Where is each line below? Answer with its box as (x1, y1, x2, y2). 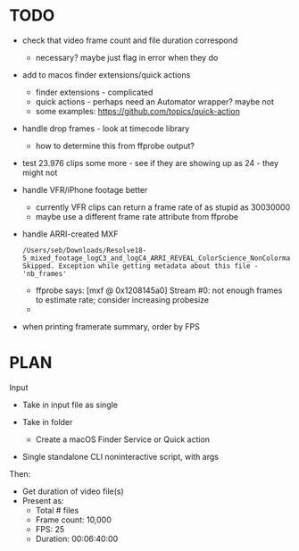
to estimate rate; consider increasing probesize (35, 294, 210, 305)
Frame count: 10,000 (35, 514, 112, 525)
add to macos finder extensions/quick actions (21, 69, 191, 80)
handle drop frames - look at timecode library (21, 122, 190, 134)
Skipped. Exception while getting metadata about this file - (21, 261, 259, 271)
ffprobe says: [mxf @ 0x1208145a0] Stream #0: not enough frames (35, 285, 283, 296)
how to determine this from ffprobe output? (35, 140, 195, 151)
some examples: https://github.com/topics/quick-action (35, 105, 241, 116)
